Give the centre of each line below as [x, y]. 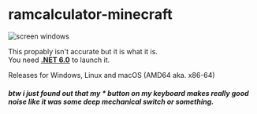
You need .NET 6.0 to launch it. [59, 60]
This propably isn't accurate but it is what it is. [83, 51]
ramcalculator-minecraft [91, 15]
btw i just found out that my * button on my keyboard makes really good [129, 93]
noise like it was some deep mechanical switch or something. [111, 101]
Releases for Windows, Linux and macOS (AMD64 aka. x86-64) [112, 75]
